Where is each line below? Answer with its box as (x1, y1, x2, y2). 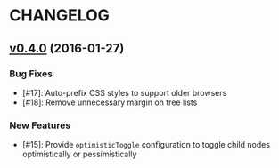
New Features (9, 119, 71, 132)
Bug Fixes (9, 68, 53, 80)
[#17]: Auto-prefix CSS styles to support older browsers (21, 87, 227, 98)
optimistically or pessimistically (21, 148, 137, 160)
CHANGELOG (9, 5, 110, 26)
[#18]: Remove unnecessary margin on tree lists (21, 97, 198, 108)
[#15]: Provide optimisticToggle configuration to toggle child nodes (21, 140, 270, 150)
